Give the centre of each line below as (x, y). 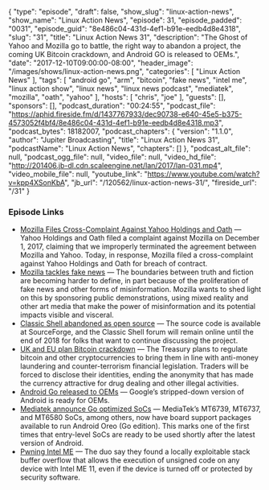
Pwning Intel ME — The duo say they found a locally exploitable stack (135, 452)
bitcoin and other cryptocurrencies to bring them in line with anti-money (139, 358)
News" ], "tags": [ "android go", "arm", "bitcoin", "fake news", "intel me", (128, 80)
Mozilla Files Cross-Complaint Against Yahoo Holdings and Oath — (131, 229)
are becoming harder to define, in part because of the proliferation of (134, 281)
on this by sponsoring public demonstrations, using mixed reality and (134, 298)
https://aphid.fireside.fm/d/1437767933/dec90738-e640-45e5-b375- (127, 114)
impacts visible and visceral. (67, 315)
